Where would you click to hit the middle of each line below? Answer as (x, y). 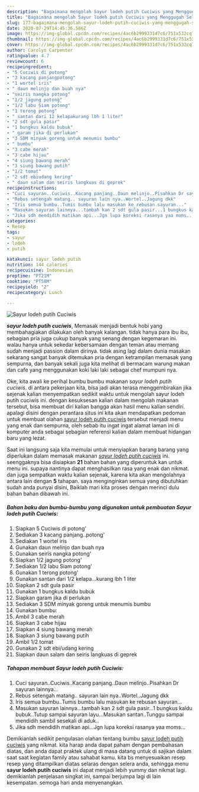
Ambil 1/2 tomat (34, 642)
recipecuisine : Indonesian (40, 270)
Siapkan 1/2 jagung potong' (48, 560)
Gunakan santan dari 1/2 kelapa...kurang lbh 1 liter (76, 579)
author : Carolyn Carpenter (40, 50)
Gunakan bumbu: (36, 611)
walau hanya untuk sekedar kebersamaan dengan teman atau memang (93, 345)
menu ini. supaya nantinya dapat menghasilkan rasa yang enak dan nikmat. (98, 468)
